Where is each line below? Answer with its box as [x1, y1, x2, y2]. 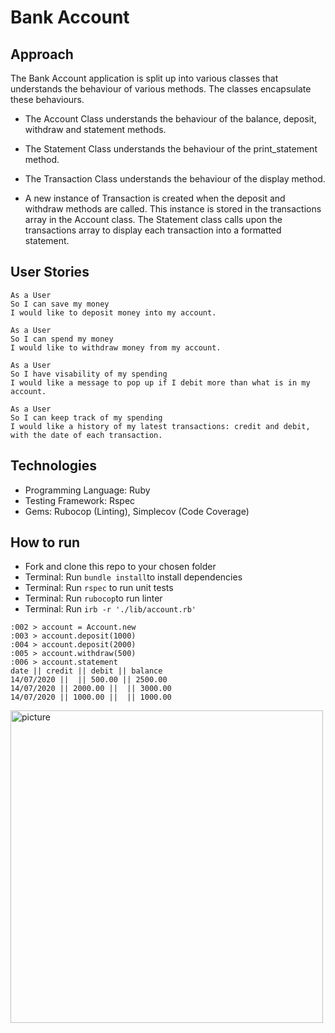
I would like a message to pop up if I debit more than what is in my [10, 377, 311, 388]
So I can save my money [10, 299, 110, 309]
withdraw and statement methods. [24, 124, 167, 135]
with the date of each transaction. [10, 430, 163, 440]
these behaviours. [10, 94, 85, 105]
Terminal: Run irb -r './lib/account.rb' [24, 603, 197, 615]
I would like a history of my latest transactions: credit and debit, [10, 421, 311, 431]
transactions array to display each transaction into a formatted [24, 224, 282, 236]
